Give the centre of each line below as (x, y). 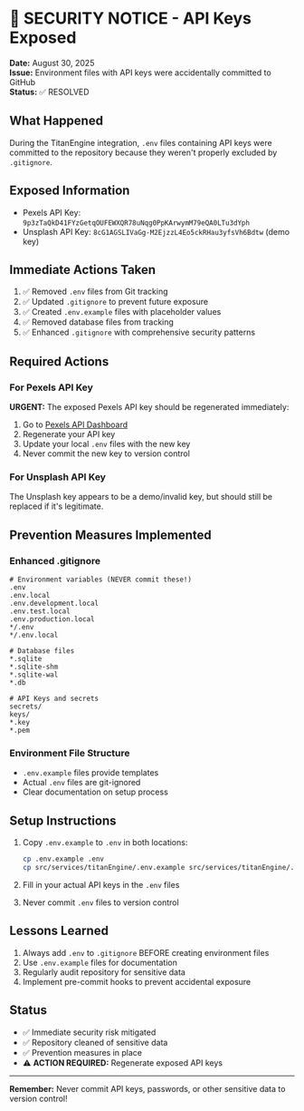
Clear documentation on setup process (95, 792)
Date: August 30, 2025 (52, 63)
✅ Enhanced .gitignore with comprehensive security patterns (139, 332)
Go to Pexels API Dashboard (75, 424)
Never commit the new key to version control (106, 453)
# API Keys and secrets (54, 699)
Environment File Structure (70, 753)
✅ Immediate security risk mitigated (89, 1032)
